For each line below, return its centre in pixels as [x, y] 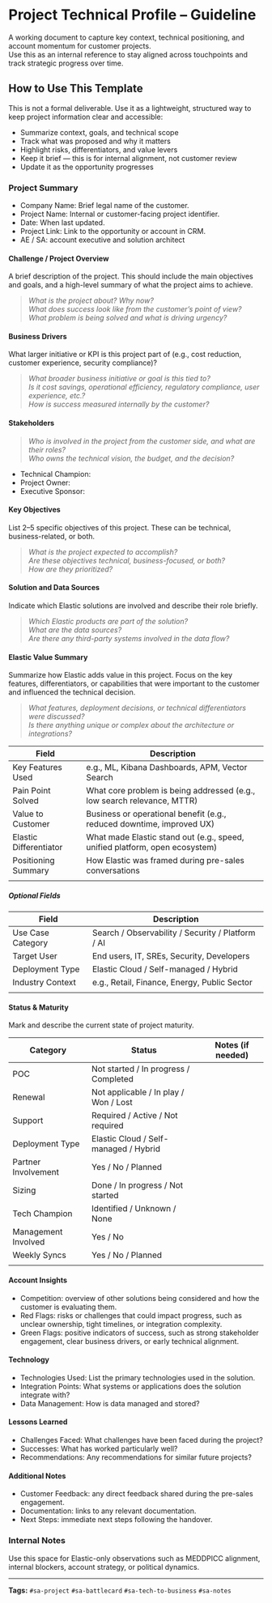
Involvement [36, 1172]
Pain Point [32, 791]
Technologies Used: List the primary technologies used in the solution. [138, 1377]
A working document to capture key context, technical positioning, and [127, 37]
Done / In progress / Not [138, 1185]
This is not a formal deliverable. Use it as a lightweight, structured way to [130, 108]
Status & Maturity [38, 1007]
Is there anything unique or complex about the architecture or [131, 725]
